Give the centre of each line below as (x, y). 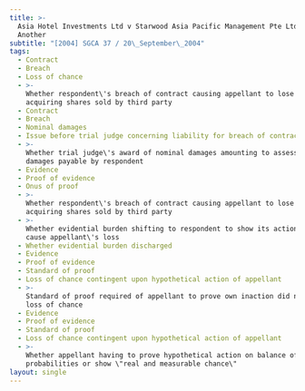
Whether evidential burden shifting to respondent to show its (148, 229)
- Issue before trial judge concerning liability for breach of (142, 136)
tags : (20, 52)
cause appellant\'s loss (73, 237)
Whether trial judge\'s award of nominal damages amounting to (148, 152)
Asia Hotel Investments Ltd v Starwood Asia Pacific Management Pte (150, 26)
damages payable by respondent (85, 161)
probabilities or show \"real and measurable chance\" (132, 364)
